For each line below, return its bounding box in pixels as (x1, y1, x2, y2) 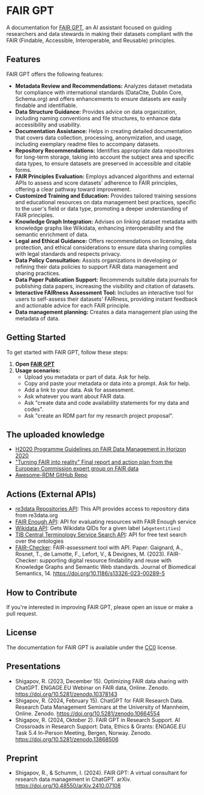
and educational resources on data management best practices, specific (15, 198, 197, 205)
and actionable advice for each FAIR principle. (15, 301, 131, 309)
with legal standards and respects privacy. (15, 250, 121, 257)
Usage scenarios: (15, 367, 61, 374)
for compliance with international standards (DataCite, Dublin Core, (15, 89, 183, 96)
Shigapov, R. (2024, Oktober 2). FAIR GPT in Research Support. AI (15, 716, 180, 723)
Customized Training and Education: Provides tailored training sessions (15, 192, 197, 199)
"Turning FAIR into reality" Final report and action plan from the (15, 458, 173, 466)
